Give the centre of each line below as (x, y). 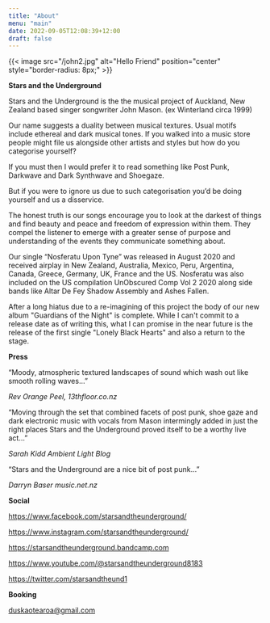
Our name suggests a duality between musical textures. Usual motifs (123, 125)
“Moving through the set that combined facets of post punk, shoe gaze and (133, 412)
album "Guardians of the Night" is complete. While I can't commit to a (124, 315)
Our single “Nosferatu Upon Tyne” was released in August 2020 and (122, 257)
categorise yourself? (42, 151)
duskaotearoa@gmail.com (52, 610)
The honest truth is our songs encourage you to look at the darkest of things (135, 216)
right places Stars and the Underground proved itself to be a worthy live (127, 430)
